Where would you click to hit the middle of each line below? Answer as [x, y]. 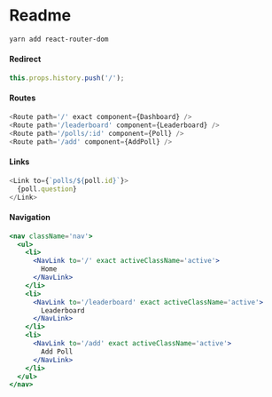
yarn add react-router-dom [59, 39]
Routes [23, 98]
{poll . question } [47, 189]
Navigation [30, 218]
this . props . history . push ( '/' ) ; [67, 78]
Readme [40, 16]
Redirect [25, 60]
